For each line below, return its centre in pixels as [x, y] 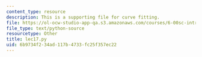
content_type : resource [36, 12]
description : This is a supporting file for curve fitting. [83, 17]
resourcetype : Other [32, 34]
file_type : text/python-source [45, 28]
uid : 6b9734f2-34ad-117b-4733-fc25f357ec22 [62, 45]
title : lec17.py [26, 39]
